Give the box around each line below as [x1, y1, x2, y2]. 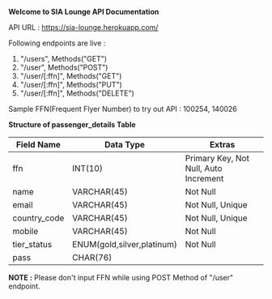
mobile [12, 226, 39, 237]
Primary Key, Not [185, 153, 249, 164]
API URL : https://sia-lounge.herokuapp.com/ [8, 23, 159, 32]
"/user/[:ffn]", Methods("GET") [19, 71, 122, 80]
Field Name [15, 139, 61, 150]
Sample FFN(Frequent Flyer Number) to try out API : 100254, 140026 [8, 105, 237, 113]
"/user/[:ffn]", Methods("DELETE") [19, 88, 135, 98]
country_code [12, 212, 65, 224]
